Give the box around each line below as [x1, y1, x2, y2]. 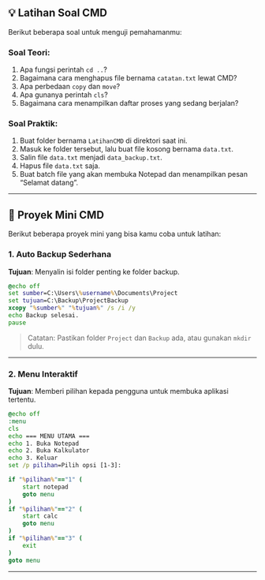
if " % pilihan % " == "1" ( [8, 476, 83, 484]
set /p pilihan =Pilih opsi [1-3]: [8, 462, 122, 470]
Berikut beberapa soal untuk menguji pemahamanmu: [8, 27, 183, 36]
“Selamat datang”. [19, 178, 79, 188]
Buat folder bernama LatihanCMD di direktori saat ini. [19, 136, 188, 145]
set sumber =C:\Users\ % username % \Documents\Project [8, 290, 178, 297]
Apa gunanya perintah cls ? [19, 90, 108, 99]
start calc [22, 512, 58, 520]
